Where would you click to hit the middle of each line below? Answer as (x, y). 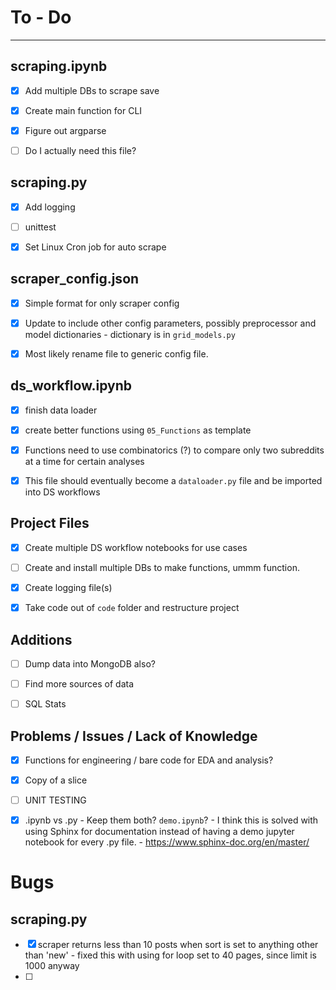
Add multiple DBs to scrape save (92, 90)
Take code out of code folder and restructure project (132, 608)
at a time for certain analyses (84, 461)
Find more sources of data (79, 684)
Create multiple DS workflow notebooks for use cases (136, 547)
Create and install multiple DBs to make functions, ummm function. (162, 567)
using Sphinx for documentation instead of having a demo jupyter (159, 832)
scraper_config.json (75, 279)
